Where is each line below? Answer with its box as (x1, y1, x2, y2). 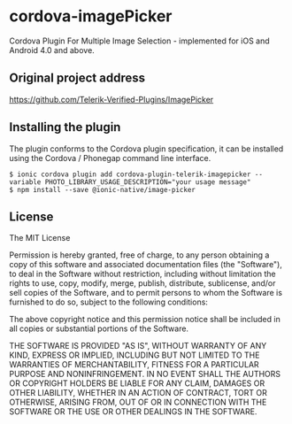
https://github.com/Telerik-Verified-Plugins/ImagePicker (9, 94, 214, 104)
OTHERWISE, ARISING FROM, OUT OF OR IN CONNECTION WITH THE (9, 397, 267, 408)
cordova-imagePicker (9, 6, 173, 27)
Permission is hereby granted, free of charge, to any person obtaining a (9, 250, 270, 260)
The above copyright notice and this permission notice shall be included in (9, 314, 280, 325)
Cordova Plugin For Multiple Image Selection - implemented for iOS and (9, 35, 270, 46)
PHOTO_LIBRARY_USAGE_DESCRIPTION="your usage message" (44, 177, 251, 187)
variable (9, 177, 42, 187)
